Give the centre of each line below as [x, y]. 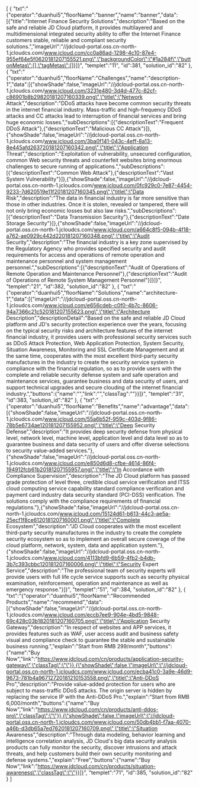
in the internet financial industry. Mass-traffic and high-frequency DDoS [94, 110]
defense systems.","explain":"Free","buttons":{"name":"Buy [78, 760]
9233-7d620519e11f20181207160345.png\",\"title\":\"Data [75, 192]
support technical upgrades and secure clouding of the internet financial [94, 387]
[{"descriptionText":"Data [37, 217]
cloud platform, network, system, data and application [72, 545]
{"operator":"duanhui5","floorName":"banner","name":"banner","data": [92, 15]
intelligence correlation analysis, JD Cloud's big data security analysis [92, 741]
